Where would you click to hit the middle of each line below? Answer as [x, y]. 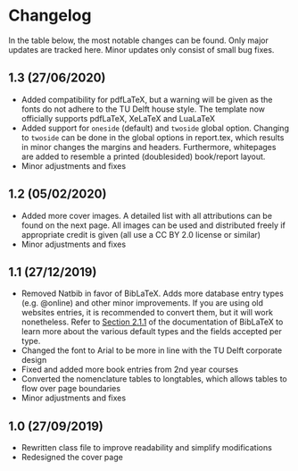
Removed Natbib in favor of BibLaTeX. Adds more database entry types [153, 294]
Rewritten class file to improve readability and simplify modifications [147, 448]
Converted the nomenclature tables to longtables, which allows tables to [154, 379]
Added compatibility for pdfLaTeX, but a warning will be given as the [147, 99]
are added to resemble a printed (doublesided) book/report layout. [143, 156]
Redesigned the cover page [72, 458]
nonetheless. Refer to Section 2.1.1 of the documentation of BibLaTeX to [152, 322]
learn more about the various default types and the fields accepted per [151, 332]
